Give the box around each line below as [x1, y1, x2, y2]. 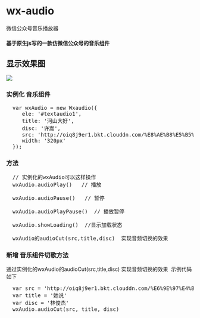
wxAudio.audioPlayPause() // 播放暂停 [12, 208, 125, 215]
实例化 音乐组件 [6, 91, 51, 99]
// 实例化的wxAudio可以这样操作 [12, 174, 96, 180]
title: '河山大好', [21, 118, 74, 124]
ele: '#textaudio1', [21, 110, 82, 117]
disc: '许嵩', [21, 125, 61, 132]
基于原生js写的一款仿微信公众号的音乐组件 [6, 39, 110, 47]
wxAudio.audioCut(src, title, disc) [12, 306, 120, 313]
